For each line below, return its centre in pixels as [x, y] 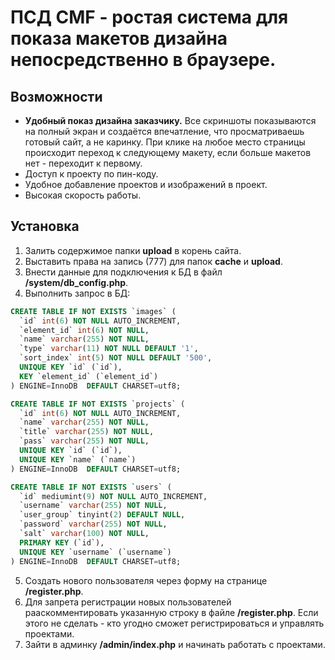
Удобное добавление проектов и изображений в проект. [146, 184]
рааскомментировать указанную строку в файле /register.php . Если [171, 612]
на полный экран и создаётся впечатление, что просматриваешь [164, 131]
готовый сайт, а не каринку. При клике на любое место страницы [165, 142]
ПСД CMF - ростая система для [149, 17]
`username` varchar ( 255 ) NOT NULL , [93, 506]
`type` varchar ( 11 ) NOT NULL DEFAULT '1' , [109, 349]
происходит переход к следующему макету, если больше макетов [168, 152]
